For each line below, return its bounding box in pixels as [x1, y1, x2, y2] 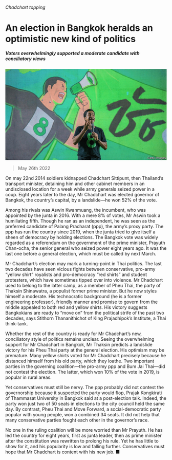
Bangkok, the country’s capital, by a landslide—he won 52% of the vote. [5, 197, 157, 203]
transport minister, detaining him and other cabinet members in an [5, 180, 145, 187]
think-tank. [5, 321, 28, 327]
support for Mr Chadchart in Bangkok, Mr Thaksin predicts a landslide [5, 342, 153, 348]
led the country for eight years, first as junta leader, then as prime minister [5, 432, 162, 439]
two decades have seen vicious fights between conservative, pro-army [5, 266, 156, 272]
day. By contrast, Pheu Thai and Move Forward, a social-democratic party [5, 406, 161, 412]
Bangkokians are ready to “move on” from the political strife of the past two [5, 310, 165, 316]
